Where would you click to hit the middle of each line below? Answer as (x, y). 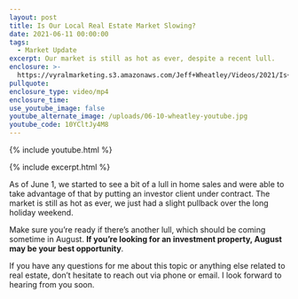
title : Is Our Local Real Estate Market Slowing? (103, 26)
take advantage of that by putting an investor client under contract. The (140, 193)
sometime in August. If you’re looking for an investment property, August (145, 239)
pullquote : (29, 83)
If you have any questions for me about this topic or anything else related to (147, 266)
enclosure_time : (39, 100)
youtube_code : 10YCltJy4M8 (59, 125)
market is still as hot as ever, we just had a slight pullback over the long (139, 203)
